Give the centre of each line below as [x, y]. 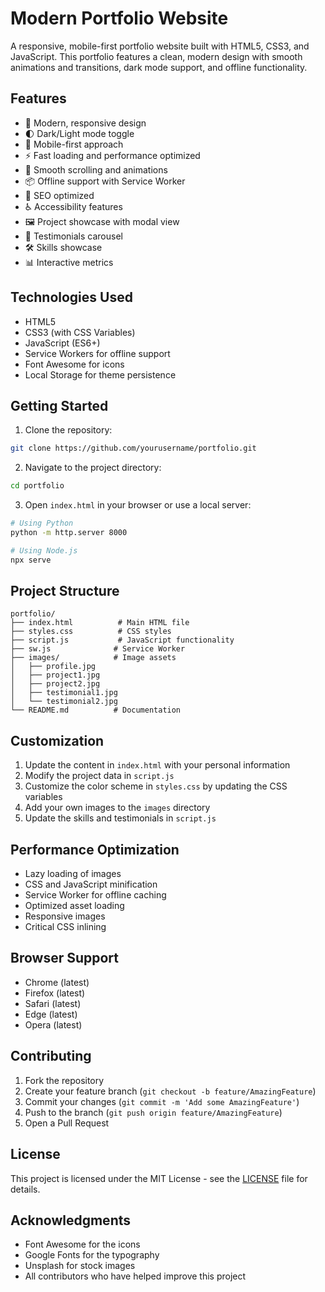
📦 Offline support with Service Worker [105, 181]
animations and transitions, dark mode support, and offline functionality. [159, 67]
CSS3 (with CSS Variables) [80, 332]
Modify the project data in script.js [99, 776]
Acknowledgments [71, 1220]
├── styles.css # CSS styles [91, 632]
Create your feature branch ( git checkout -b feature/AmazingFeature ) [170, 1091]
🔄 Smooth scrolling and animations [96, 169]
